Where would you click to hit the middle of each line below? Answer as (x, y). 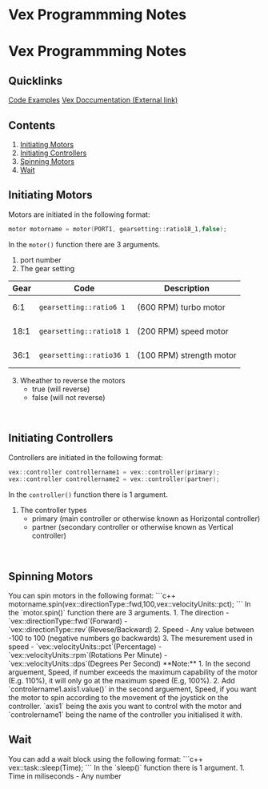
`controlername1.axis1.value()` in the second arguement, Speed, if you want (132, 689)
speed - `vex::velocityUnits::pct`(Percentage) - (85, 647)
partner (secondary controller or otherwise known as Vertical (132, 527)
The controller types (53, 511)
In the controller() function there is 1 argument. (88, 495)
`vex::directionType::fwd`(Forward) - (68, 621)
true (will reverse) (61, 389)
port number (40, 260)
